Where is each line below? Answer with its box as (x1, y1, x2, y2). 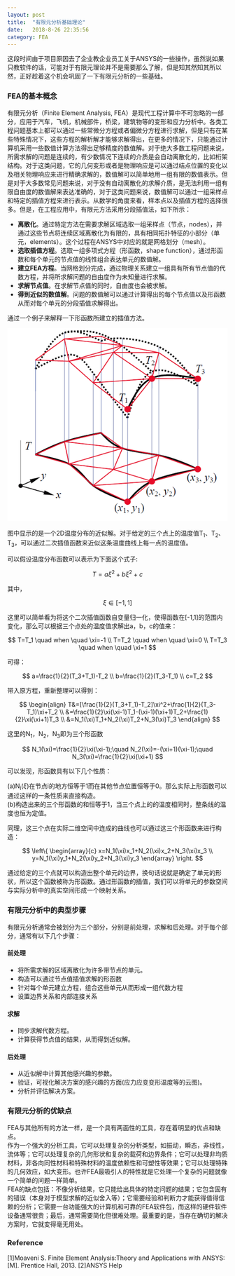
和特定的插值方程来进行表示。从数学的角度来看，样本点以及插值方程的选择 (7, 196, 222, 205)
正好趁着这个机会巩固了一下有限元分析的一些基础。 (19, 72, 166, 81)
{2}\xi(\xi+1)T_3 (15, 715, 59, 724)
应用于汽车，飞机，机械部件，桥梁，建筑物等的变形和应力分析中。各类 (19, 117, 222, 125)
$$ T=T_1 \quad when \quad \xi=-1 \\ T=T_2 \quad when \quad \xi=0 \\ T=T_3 (8, 635, 227, 644)
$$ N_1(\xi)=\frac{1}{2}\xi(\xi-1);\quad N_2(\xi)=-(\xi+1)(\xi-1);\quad (22, 745, 213, 753)
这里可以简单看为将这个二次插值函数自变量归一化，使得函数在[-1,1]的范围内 (7, 613, 223, 621)
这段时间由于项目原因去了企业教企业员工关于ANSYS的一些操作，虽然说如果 (7, 55, 225, 63)
